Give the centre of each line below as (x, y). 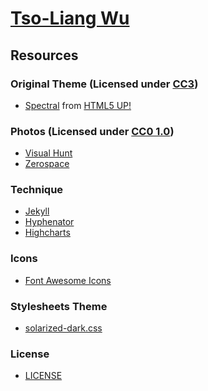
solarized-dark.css (63, 328)
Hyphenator (49, 222)
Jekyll (37, 211)
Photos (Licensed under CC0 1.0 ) (92, 131)
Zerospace (47, 164)
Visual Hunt (48, 153)
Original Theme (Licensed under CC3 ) (104, 84)
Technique (37, 190)
